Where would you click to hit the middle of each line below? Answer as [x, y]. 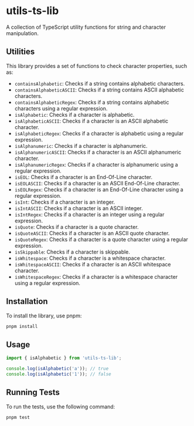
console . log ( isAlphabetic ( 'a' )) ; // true [57, 369]
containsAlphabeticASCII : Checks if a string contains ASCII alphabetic [99, 90]
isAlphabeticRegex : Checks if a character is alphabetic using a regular [99, 133]
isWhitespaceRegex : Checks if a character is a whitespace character [96, 276]
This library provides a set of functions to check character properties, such [97, 66]
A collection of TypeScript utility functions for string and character [86, 27]
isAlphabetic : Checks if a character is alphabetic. [74, 114]
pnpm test [18, 417]
